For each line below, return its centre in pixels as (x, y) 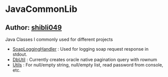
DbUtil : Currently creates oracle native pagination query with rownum (85, 60)
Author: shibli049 (34, 28)
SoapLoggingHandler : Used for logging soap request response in (80, 49)
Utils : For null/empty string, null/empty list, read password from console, (88, 65)
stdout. (20, 54)
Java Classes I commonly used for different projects (59, 39)
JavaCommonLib (41, 9)
